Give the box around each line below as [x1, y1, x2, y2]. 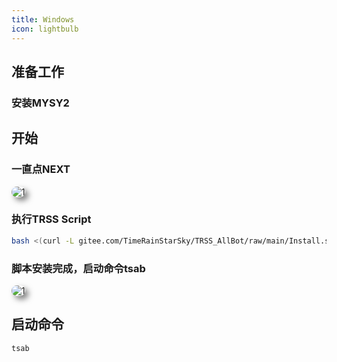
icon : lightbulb [11, 24, 79, 34]
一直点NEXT [11, 162, 71, 176]
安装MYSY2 [11, 96, 70, 110]
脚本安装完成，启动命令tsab [11, 261, 146, 275]
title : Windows [11, 14, 75, 25]
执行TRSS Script [11, 212, 92, 226]
